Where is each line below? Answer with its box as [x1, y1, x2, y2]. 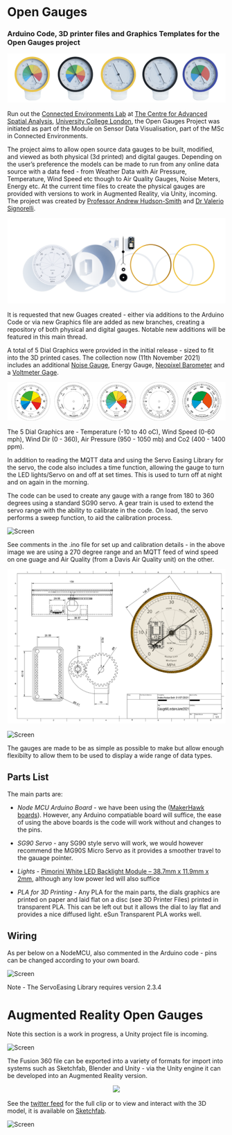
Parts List [7, 771, 49, 783]
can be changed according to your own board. [7, 956, 140, 964]
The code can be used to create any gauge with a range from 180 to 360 [7, 491, 215, 500]
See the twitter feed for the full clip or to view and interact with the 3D [7, 1100, 206, 1108]
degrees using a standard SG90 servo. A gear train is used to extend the [7, 498, 214, 507]
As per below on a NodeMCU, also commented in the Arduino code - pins [7, 948, 217, 957]
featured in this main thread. [7, 333, 88, 341]
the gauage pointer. [17, 853, 73, 861]
